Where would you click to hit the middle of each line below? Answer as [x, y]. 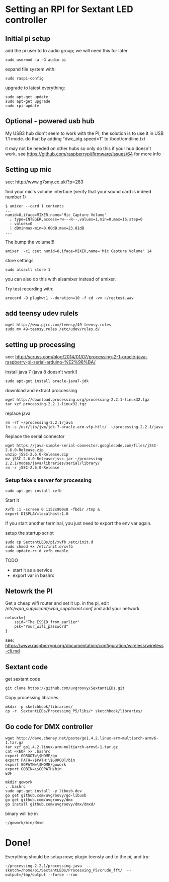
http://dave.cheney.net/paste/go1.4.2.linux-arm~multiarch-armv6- [87, 738]
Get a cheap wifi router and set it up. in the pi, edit [57, 603]
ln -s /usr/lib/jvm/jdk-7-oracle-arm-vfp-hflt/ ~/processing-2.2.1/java [84, 427]
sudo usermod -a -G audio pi [36, 60]
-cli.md [13, 651]
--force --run [63, 874]
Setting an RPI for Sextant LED [69, 9]
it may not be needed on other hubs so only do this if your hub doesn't [78, 148]
